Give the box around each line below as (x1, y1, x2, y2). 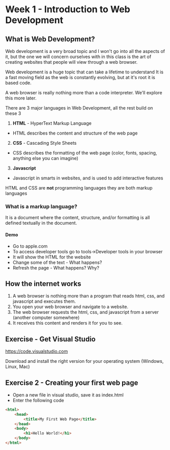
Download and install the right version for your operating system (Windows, (5, 358, 164, 364)
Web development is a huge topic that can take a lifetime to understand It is (5, 69, 164, 75)
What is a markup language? (5, 203, 77, 210)
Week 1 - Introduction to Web (5, 4, 131, 15)
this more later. (5, 95, 37, 101)
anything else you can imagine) (12, 155, 79, 161)
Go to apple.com (12, 243, 48, 249)
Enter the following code (12, 397, 65, 403)
